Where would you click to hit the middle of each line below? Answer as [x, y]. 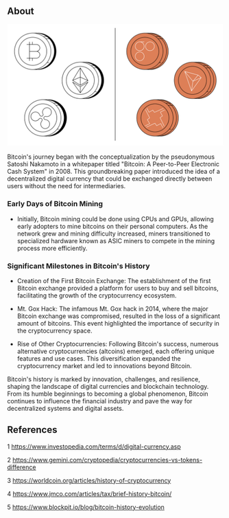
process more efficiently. [52, 248]
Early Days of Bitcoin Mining [55, 204]
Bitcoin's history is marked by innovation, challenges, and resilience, [104, 379]
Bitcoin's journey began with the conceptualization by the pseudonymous [111, 157]
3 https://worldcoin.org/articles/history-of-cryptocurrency [89, 480]
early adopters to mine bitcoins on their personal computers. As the [112, 226]
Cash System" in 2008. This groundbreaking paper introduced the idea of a [114, 172]
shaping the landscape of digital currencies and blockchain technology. [108, 386]
